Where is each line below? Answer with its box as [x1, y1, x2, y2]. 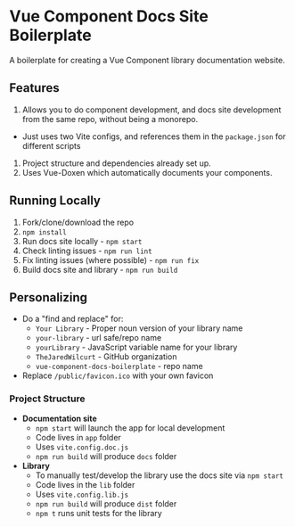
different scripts [21, 140, 81, 151]
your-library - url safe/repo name [35, 333, 162, 343]
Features [9, 80, 60, 95]
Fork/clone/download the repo [21, 217, 135, 227]
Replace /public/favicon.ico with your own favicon [21, 370, 214, 381]
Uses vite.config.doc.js [35, 441, 129, 452]
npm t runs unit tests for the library [35, 507, 162, 518]
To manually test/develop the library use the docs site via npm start [35, 470, 283, 481]
